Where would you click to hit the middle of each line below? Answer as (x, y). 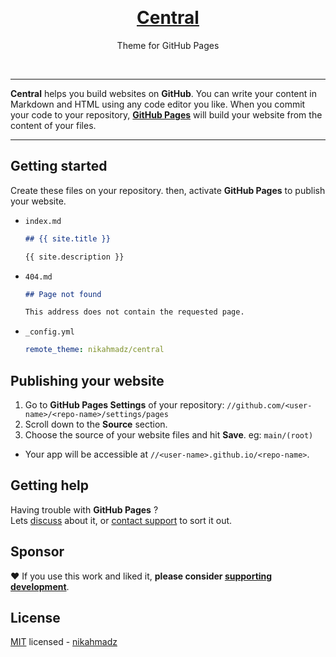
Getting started (59, 166)
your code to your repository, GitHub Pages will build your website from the (166, 114)
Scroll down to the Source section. (96, 424)
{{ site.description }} (74, 257)
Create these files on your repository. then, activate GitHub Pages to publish (168, 190)
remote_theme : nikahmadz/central (94, 350)
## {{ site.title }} (67, 238)
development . (40, 586)
